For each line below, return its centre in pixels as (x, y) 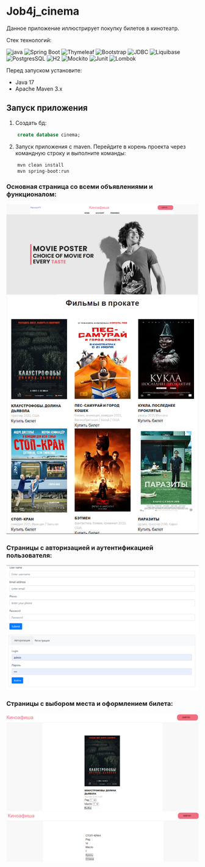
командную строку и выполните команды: (70, 153)
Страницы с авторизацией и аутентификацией (80, 548)
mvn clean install (41, 165)
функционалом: (31, 194)
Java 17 (25, 82)
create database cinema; (49, 135)
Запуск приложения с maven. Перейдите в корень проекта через (100, 146)
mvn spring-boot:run (43, 171)
